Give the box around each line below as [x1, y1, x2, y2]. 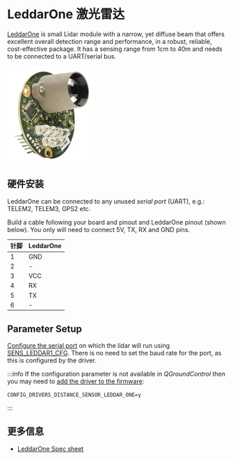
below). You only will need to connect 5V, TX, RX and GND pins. [7, 225, 190, 233]
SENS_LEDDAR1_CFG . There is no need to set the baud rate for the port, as [7, 349, 222, 358]
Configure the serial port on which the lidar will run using [7, 342, 170, 350]
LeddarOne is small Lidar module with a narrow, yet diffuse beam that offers [7, 29, 225, 38]
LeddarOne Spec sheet [17, 444, 84, 453]
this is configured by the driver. [7, 356, 97, 365]
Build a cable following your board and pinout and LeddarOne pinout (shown [7, 217, 226, 227]
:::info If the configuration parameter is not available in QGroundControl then [7, 370, 226, 378]
